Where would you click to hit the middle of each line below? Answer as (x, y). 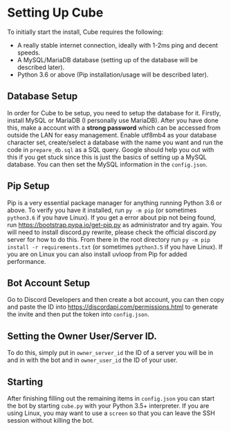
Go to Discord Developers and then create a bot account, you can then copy (116, 300)
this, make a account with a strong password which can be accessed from (114, 127)
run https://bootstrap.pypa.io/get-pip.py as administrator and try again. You (115, 224)
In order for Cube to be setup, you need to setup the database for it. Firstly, (114, 113)
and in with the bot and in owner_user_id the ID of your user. (92, 360)
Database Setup (43, 96)
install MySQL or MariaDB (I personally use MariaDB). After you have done (113, 120)
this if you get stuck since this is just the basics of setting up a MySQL (107, 157)
